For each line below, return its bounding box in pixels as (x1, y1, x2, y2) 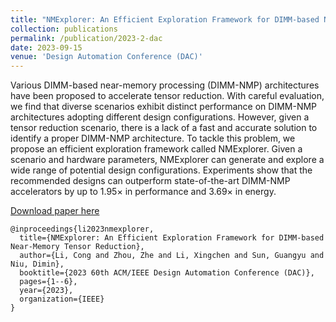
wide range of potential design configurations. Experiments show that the (10, 164, 313, 176)
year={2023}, (19, 286, 74, 296)
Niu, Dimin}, (10, 259, 65, 270)
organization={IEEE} (19, 294, 105, 305)
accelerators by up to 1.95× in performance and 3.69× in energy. (10, 186, 277, 198)
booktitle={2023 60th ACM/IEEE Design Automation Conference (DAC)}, (19, 268, 315, 278)
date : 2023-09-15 (10, 42, 83, 53)
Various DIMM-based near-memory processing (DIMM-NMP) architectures (10, 79, 320, 91)
